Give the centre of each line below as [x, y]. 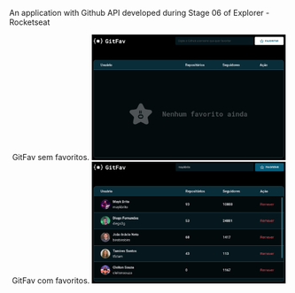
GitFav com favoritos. [51, 281]
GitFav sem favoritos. [51, 158]
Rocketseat [30, 22]
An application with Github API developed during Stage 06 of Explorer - [140, 13]
